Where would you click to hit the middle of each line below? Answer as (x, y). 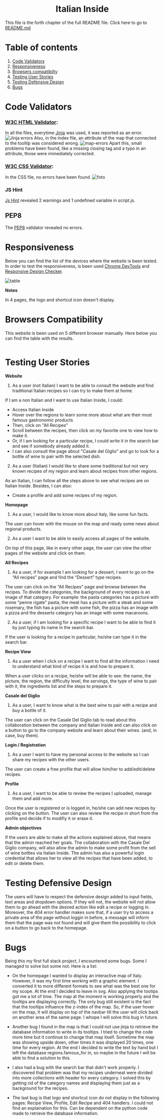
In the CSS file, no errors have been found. (48, 177)
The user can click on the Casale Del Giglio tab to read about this (70, 720)
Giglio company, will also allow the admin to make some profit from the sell (80, 847)
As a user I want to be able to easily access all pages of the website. (81, 538)
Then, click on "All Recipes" (40, 425)
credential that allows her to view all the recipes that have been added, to (79, 858)
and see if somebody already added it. (51, 446)
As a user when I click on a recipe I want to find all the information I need (85, 661)
